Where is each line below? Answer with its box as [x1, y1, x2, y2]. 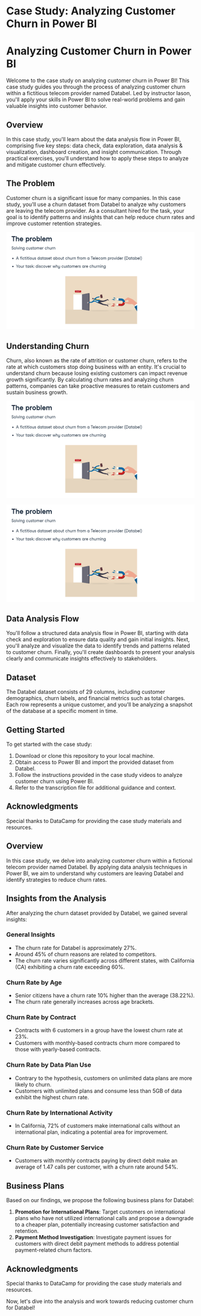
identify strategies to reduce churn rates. [6, 876, 107, 883]
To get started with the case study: [6, 741, 92, 748]
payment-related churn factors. [14, 1247, 93, 1254]
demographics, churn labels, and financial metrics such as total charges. [6, 695, 185, 702]
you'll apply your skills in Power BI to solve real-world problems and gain [6, 96, 185, 103]
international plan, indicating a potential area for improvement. [14, 1129, 169, 1136]
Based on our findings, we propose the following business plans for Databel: [6, 1197, 194, 1204]
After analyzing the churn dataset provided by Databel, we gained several [6, 909, 188, 916]
